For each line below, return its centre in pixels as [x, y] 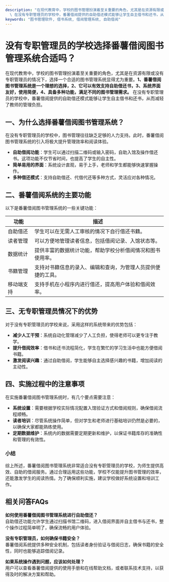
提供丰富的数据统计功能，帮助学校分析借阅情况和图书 [98, 250]
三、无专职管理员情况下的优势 [52, 311]
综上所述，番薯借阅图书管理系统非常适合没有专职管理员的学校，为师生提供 [82, 465]
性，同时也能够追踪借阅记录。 [36, 551]
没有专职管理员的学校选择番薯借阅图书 [85, 46]
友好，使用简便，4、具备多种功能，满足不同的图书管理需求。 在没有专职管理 [84, 92]
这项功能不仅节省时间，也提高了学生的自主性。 [70, 159]
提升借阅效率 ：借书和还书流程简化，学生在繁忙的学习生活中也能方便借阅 [87, 348]
